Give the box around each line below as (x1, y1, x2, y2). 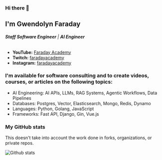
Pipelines (12, 95, 31, 101)
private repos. (5, 140, 34, 146)
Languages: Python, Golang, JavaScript (12, 106, 94, 112)
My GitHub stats (5, 123, 46, 130)
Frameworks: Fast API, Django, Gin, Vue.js (12, 111, 99, 117)
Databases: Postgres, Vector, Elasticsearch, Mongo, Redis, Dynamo (12, 100, 151, 106)
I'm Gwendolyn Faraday (5, 20, 81, 28)
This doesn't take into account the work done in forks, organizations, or (5, 135, 152, 141)
